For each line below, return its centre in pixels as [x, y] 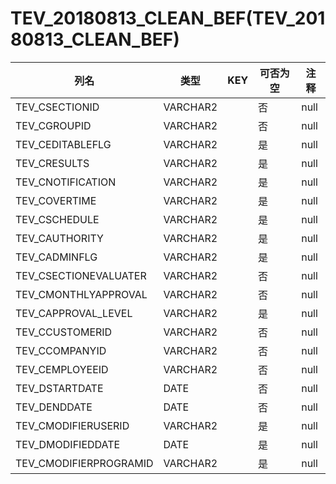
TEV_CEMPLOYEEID [62, 369]
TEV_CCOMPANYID [61, 350]
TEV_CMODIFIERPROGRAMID [84, 463]
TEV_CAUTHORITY [59, 238]
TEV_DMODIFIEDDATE [68, 444]
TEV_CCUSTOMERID [64, 332]
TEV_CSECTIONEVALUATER [81, 275]
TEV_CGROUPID [53, 125]
